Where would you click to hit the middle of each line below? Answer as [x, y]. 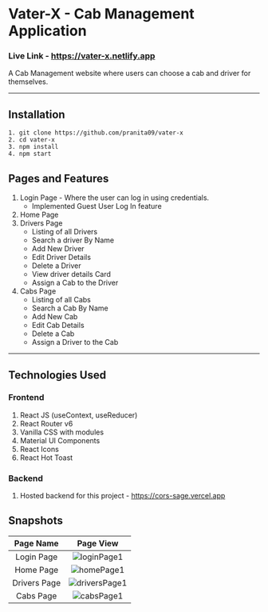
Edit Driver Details [61, 258]
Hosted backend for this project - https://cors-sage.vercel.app [122, 496]
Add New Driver [58, 249]
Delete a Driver [56, 266]
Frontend [26, 398]
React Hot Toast [46, 458]
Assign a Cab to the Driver [75, 283]
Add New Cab [55, 317]
